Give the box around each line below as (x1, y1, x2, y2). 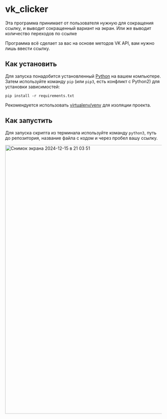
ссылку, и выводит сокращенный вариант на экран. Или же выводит (5, 25, 152, 31)
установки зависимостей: (5, 84, 60, 90)
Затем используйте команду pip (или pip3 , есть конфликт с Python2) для (5, 78, 160, 84)
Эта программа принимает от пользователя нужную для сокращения (5, 20, 154, 26)
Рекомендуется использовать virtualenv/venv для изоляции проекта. (5, 102, 152, 108)
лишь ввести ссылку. (5, 45, 50, 51)
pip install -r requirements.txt (5, 93, 75, 98)
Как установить (5, 60, 57, 68)
